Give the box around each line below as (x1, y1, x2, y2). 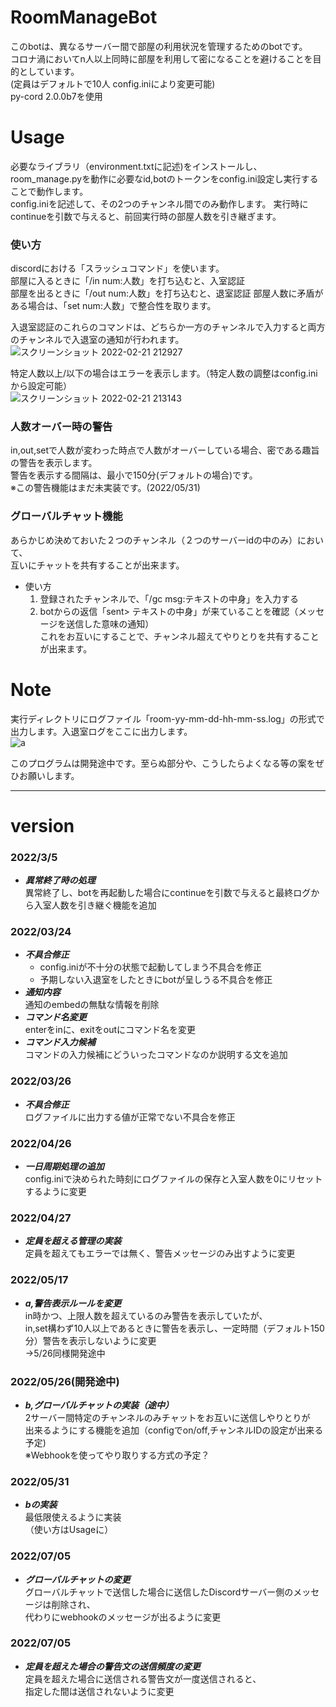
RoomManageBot (10, 6, 158, 29)
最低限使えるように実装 (24, 1511, 122, 1523)
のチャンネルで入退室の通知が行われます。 (10, 334, 185, 346)
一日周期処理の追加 (24, 1161, 105, 1173)
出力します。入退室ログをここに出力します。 (10, 725, 193, 737)
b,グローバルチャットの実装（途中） (24, 1399, 175, 1411)
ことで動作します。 (10, 185, 89, 197)
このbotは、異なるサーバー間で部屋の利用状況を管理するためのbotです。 (10, 40, 308, 52)
